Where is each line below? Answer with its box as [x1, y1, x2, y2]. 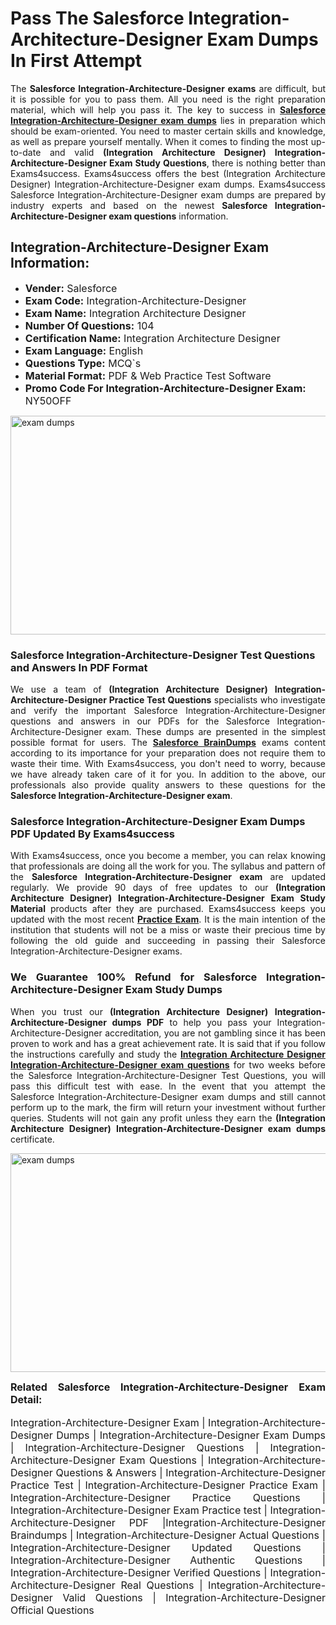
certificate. [10, 1133, 55, 1145]
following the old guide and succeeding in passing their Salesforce [10, 935, 326, 947]
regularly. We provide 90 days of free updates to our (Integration [10, 882, 326, 894]
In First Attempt [10, 50, 143, 72]
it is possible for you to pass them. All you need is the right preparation [10, 93, 326, 105]
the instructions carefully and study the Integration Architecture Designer [10, 1048, 326, 1060]
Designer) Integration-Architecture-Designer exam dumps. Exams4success [10, 178, 326, 190]
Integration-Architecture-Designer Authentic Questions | [10, 1553, 326, 1567]
